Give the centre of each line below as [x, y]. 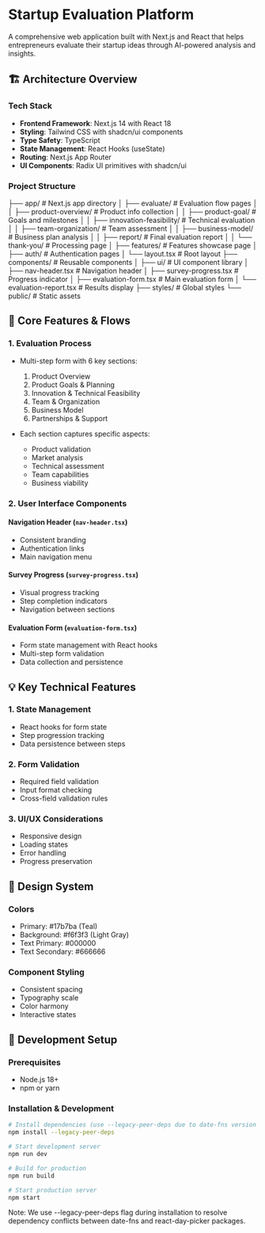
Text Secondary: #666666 [62, 952]
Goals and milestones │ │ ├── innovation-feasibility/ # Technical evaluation [132, 220]
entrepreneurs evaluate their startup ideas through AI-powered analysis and [132, 44]
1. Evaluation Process [50, 344]
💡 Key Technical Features [72, 687]
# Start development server [55, 1147]
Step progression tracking [62, 735]
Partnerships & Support [70, 418]
